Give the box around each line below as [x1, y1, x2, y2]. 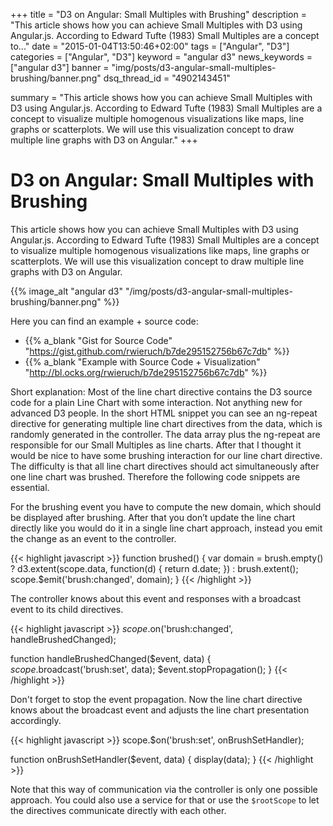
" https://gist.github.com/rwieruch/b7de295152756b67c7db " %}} [24, 345, 290, 357]
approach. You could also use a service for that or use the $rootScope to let [10, 794, 320, 806]
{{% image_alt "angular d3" [10, 285, 123, 297]
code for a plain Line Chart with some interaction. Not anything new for [10, 396, 303, 408]
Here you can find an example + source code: [10, 315, 199, 327]
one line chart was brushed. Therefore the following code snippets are [10, 470, 301, 483]
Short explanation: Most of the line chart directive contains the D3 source [10, 385, 313, 398]
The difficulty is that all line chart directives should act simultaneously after [10, 460, 320, 472]
